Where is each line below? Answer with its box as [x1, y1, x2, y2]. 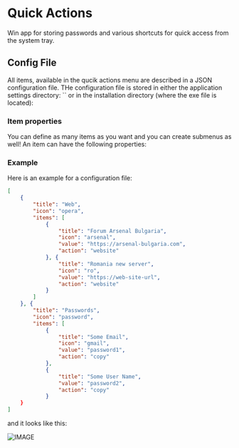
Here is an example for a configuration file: [7, 174, 133, 182]
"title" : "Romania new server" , [58, 260, 154, 268]
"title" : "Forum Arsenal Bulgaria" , [58, 227, 167, 234]
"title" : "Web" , [33, 201, 81, 208]
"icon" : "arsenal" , [58, 234, 116, 241]
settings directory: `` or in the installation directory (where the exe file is [7, 90, 217, 99]
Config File [7, 57, 57, 69]
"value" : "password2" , [58, 380, 126, 387]
